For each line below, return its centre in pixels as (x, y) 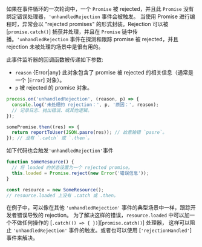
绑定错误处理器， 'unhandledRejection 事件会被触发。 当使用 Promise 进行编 (101, 16)
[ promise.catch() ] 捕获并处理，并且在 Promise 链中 (70, 31)
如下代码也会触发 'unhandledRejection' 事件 (60, 151)
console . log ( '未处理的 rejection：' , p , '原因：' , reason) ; (85, 105)
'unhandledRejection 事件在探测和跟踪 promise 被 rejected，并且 (98, 39)
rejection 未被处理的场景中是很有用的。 (55, 47)
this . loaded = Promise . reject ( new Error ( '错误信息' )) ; (80, 173)
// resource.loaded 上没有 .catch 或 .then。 (62, 196)
